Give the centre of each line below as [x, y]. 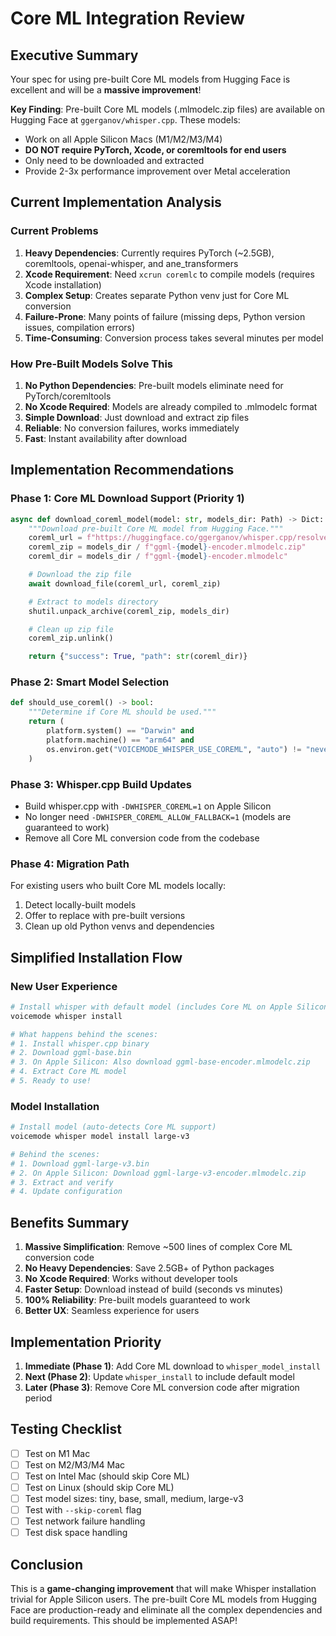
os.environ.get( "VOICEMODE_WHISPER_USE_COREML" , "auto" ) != [174, 749]
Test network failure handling [85, 1521]
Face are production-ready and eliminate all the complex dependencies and [166, 1610]
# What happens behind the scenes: [84, 1034]
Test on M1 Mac [57, 1453]
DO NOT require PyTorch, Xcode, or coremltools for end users [155, 150]
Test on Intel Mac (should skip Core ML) [107, 1476]
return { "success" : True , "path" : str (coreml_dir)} [138, 657]
